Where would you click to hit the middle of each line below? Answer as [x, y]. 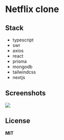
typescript [23, 40]
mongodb [22, 67]
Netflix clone [32, 9]
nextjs [19, 77]
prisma [19, 61]
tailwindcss [24, 72]
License [18, 121]
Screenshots [25, 93]
